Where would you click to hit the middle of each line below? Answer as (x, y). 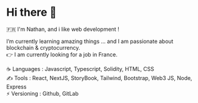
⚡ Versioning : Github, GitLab (43, 93)
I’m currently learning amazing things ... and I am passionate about (90, 41)
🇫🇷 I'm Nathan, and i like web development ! (63, 29)
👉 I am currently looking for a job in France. (62, 55)
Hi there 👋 (31, 12)
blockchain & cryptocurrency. (43, 47)
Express (16, 87)
